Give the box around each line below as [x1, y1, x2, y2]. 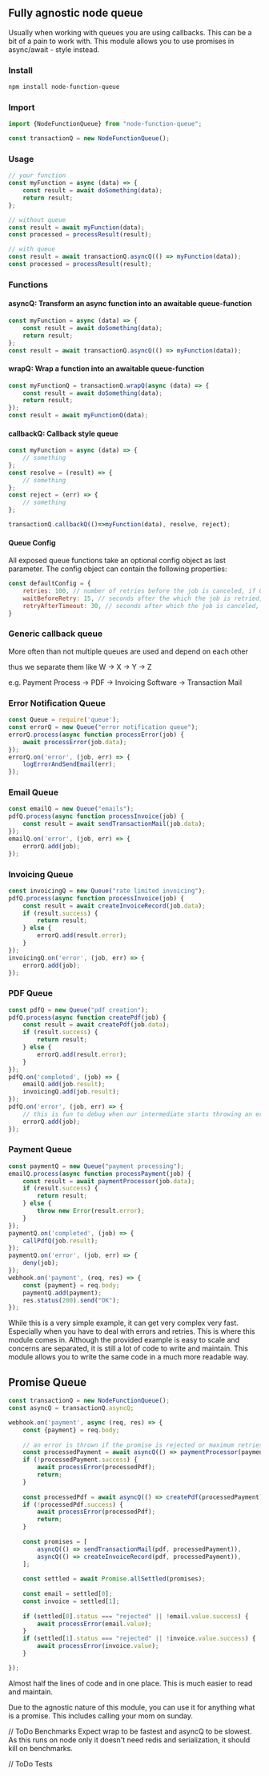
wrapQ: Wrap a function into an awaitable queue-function [8, 364, 205, 373]
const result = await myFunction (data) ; [8, 224, 146, 232]
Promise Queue [8, 1375, 87, 1389]
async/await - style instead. [8, 44, 100, 54]
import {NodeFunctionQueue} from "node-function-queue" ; [8, 120, 203, 128]
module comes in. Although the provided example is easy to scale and [8, 1335, 240, 1345]
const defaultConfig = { [8, 580, 91, 588]
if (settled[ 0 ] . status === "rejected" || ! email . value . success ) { [22, 1612, 249, 1621]
